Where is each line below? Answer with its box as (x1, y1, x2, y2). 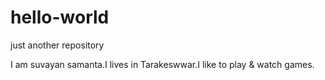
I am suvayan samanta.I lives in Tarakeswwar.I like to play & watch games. (10, 58, 315, 70)
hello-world (10, 6, 110, 29)
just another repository (10, 39, 105, 51)
